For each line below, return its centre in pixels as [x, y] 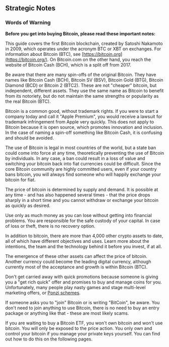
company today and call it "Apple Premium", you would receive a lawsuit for [84, 116]
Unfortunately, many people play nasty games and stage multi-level [75, 287]
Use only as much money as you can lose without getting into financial [79, 215]
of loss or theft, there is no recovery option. [50, 226]
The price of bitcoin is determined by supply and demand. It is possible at [82, 189]
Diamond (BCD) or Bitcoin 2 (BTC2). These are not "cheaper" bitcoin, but [81, 85]
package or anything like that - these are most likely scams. [67, 313]
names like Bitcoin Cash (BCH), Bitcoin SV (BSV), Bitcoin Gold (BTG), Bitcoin [84, 80]
